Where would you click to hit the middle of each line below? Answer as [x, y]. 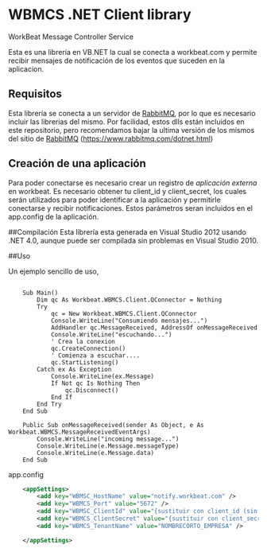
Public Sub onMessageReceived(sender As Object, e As [113, 425]
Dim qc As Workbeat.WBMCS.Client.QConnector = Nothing [130, 300]
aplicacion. [26, 68]
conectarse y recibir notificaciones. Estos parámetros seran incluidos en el [130, 208]
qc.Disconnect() [92, 390]
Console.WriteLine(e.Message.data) [96, 453]
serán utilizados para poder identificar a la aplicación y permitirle [114, 200]
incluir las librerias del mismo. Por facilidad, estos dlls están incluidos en [126, 122]
